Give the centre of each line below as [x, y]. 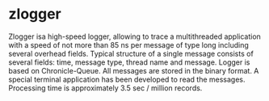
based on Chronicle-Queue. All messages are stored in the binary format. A [134, 70]
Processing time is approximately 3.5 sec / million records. [105, 88]
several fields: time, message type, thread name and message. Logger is [129, 62]
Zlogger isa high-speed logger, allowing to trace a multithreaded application [134, 36]
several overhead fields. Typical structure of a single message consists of [131, 53]
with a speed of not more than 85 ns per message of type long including [128, 44]
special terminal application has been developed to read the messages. [127, 79]
